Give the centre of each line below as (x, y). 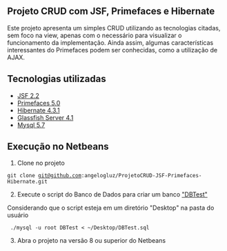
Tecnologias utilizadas (57, 79)
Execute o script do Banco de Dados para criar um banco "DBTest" (112, 194)
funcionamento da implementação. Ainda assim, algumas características (110, 42)
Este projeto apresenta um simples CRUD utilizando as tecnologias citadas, (114, 28)
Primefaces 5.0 (39, 103)
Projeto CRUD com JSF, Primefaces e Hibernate (111, 11)
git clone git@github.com (44, 176)
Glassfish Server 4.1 (45, 117)
